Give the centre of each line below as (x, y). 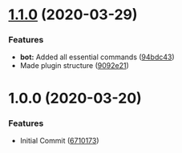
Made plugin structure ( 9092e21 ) (75, 66)
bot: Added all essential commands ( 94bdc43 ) (97, 57)
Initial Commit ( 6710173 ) (59, 140)
